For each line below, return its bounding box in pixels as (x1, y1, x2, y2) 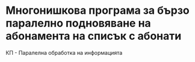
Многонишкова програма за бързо (5, 4, 190, 17)
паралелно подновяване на (5, 16, 151, 30)
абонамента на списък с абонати (5, 29, 182, 43)
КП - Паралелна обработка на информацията (5, 49, 123, 56)
